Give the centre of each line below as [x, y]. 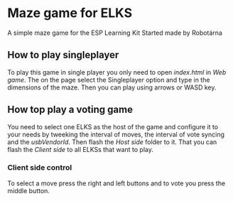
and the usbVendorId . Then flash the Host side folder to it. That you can [112, 142]
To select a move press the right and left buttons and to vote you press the [116, 183]
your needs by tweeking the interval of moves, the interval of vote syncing [116, 134]
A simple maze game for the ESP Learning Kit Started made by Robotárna [115, 33]
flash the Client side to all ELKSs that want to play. [81, 149]
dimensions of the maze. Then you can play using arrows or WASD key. [112, 87]
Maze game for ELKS [70, 13]
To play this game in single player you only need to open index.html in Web [117, 72]
